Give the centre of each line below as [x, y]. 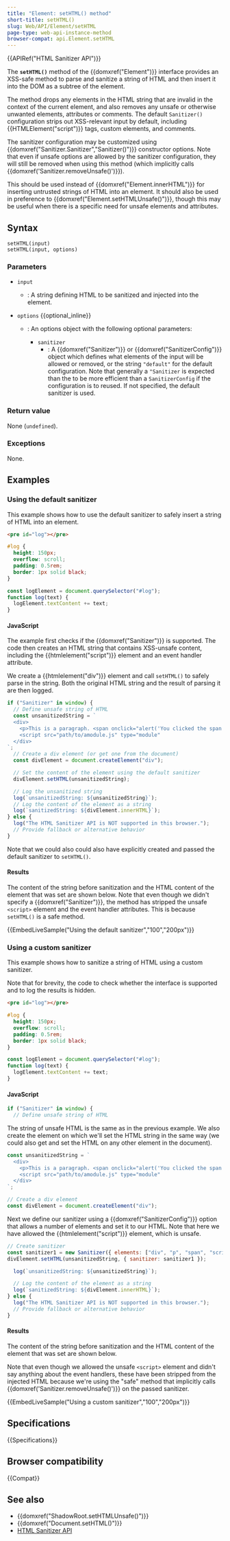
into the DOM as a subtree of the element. [66, 86]
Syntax [23, 228]
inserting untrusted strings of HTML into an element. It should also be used [113, 192]
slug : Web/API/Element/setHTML [52, 26]
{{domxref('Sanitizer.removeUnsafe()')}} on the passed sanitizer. [98, 1388]
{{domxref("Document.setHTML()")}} [69, 1523]
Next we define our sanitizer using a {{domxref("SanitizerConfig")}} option [112, 1219]
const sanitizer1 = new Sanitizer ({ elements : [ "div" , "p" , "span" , [107, 1252]
